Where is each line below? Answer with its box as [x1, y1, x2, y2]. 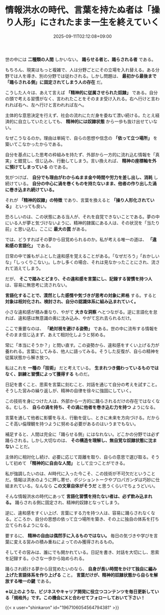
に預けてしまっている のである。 [5, 164, 71, 170]
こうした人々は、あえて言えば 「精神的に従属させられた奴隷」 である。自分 [5, 89, 158, 95]
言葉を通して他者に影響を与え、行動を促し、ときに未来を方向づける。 [5, 414, 147, 420]
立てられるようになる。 [5, 522, 53, 528]
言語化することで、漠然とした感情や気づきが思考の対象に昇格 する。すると [5, 292, 157, 298]
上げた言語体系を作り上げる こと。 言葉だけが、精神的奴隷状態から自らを [5, 572, 154, 578]
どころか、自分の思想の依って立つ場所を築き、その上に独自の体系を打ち [13, 516, 160, 522]
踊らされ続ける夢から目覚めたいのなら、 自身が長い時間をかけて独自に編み [5, 566, 157, 572]
